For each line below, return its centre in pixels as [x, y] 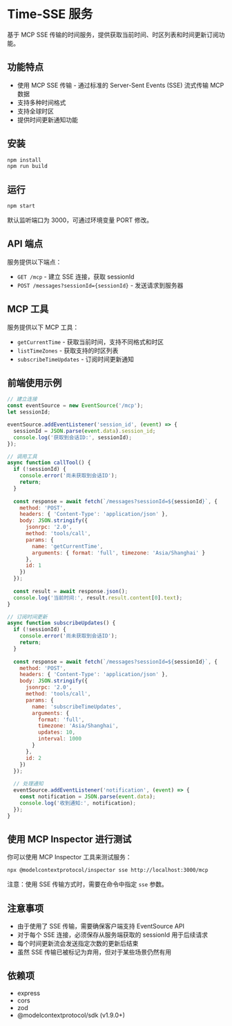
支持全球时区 [35, 111]
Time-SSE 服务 [50, 14]
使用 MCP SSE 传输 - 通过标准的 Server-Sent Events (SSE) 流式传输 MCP [120, 85]
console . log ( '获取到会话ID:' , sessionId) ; [73, 437]
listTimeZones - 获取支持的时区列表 [68, 351]
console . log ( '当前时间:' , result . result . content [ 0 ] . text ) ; [98, 598]
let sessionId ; [29, 412]
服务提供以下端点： [35, 262]
